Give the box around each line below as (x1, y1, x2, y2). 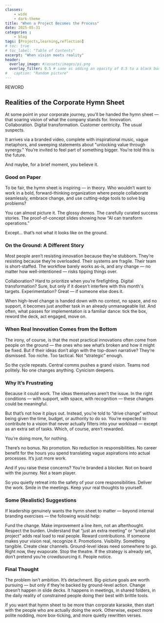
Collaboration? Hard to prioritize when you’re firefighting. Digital (5, 278, 134, 284)
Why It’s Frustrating (5, 379, 53, 386)
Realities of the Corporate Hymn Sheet (5, 98, 124, 107)
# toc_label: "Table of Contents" (5, 48, 76, 53)
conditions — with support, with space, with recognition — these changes (5, 396, 154, 401)
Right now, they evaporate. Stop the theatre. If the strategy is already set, (5, 549, 152, 555)
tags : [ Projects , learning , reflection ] (5, 39, 84, 44)
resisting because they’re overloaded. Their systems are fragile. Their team (5, 258, 156, 264)
